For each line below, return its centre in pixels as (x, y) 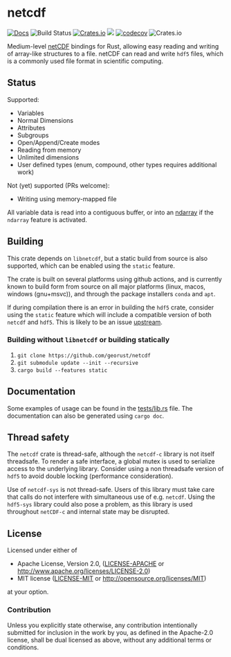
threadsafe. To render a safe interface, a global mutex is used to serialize (111, 461)
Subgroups (33, 135)
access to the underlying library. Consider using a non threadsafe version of (115, 469)
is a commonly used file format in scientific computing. (85, 61)
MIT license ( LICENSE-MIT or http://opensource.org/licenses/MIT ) (112, 579)
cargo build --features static (62, 370)
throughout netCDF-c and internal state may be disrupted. (89, 512)
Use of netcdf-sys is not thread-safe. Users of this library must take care (111, 490)
